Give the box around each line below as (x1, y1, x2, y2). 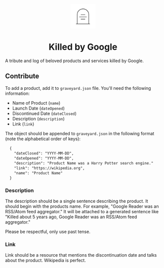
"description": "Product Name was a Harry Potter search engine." (14, 160, 154, 166)
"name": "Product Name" (14, 170, 63, 176)
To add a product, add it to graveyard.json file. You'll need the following (5, 85, 152, 91)
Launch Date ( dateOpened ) (12, 105, 65, 111)
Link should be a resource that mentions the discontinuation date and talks (5, 252, 157, 258)
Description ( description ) (12, 115, 65, 121)
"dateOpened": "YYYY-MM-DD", (14, 155, 74, 161)
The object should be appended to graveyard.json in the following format (5, 130, 155, 136)
